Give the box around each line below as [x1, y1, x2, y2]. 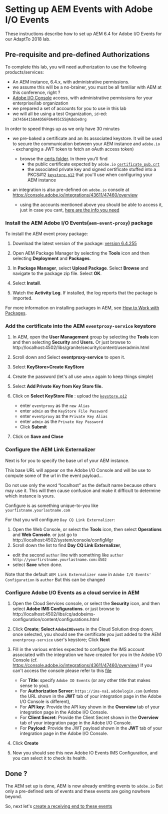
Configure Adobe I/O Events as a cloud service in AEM [5, 589, 140, 596]
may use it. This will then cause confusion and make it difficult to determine [5, 487, 161, 493]
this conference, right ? [12, 89, 60, 95]
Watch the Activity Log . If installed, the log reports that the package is [12, 290, 157, 296]
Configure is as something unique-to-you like [5, 502, 98, 508]
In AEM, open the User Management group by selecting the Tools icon [12, 334, 159, 340]
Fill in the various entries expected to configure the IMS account [12, 646, 145, 652]
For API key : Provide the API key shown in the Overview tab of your [19, 703, 160, 709]
